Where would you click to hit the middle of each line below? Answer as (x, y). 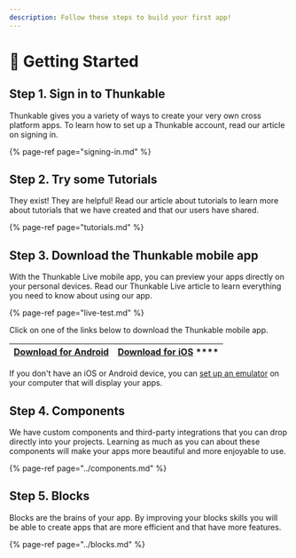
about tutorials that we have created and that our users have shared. (134, 211)
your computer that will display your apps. (86, 383)
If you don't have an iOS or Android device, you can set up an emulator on (144, 373)
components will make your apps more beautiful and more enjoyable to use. (148, 451)
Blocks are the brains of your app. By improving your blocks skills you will (144, 517)
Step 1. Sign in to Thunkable (87, 94)
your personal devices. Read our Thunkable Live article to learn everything (145, 286)
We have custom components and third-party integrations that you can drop (148, 433)
